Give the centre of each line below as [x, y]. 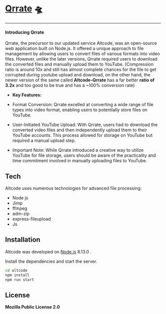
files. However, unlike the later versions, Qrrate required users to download [81, 59]
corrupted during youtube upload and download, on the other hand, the [78, 75]
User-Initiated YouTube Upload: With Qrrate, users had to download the [85, 125]
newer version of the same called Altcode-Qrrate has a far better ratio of [80, 80]
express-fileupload [31, 219]
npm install [17, 275]
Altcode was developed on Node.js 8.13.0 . [48, 251]
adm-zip [21, 213]
